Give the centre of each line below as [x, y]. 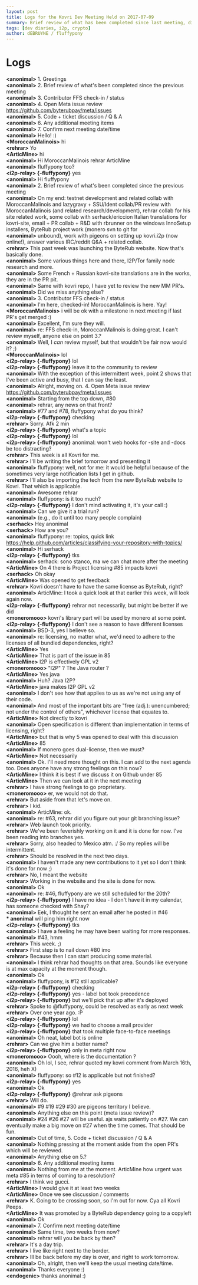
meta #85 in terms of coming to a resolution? [61, 1176]
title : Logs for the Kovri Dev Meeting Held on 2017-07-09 [80, 17]
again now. [19, 599]
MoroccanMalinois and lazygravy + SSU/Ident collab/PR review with [88, 205]
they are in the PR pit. [32, 280]
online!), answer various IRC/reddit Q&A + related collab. [75, 242]
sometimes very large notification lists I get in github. [70, 474]
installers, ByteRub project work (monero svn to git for [72, 229]
